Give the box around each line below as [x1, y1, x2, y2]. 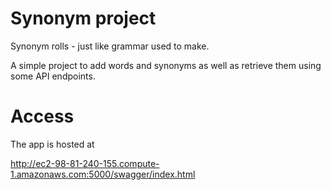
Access [10, 105, 75, 128]
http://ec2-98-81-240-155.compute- [10, 157, 160, 169]
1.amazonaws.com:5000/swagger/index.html [10, 168, 196, 180]
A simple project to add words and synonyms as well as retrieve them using [10, 59, 322, 71]
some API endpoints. [10, 70, 96, 82]
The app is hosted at [10, 138, 95, 150]
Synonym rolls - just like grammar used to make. [10, 40, 210, 52]
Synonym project [10, 7, 157, 30]
